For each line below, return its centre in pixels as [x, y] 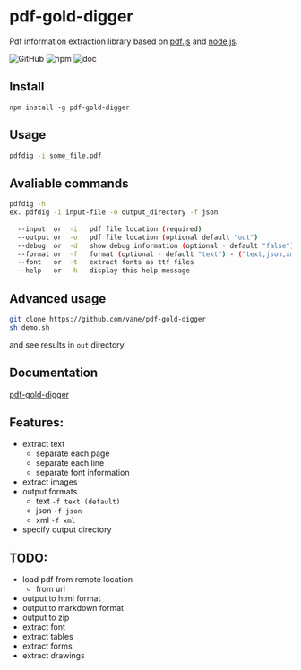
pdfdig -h [28, 204]
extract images [50, 482]
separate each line [70, 463]
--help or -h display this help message [104, 271]
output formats [50, 492]
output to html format [61, 598]
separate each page [73, 453]
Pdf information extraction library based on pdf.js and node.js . [124, 41]
